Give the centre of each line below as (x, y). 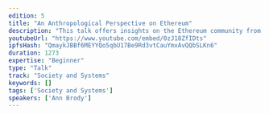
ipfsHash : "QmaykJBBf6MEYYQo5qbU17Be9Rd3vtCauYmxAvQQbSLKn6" (113, 46)
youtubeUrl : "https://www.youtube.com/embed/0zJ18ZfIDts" (108, 38)
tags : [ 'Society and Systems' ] (61, 90)
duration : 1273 (34, 53)
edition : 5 (27, 16)
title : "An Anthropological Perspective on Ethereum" (101, 23)
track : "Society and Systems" (59, 75)
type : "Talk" (30, 68)
